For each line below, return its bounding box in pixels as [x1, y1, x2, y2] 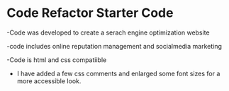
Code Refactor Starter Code [6, 5, 174, 21]
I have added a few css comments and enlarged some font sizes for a [16, 69, 220, 78]
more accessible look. [16, 76, 82, 85]
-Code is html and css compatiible [6, 55, 107, 64]
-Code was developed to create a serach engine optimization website [6, 28, 210, 37]
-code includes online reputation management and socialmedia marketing [6, 42, 223, 50]
